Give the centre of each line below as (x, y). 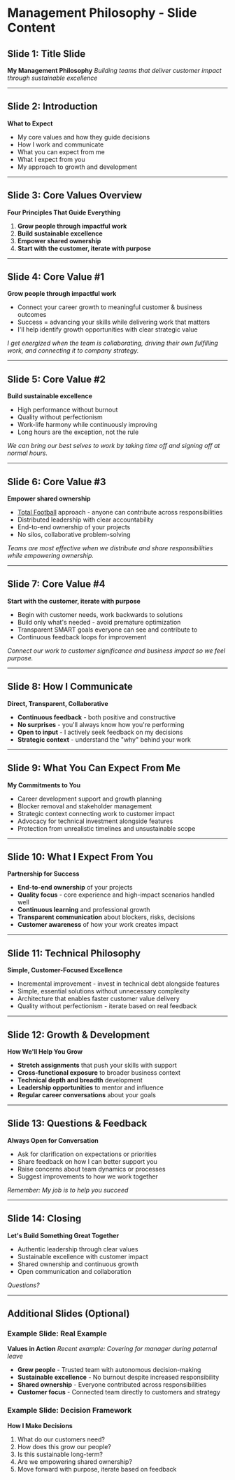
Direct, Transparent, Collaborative (58, 703)
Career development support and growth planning (90, 799)
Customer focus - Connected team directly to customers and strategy (119, 1392)
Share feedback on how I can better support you (87, 1161)
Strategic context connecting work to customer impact (96, 813)
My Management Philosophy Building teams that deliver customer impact (114, 70)
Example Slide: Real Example (57, 1333)
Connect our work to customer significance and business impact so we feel (116, 651)
